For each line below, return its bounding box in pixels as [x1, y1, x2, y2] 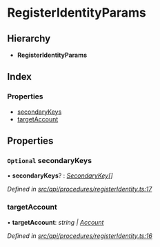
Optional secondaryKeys [7, 156, 92, 165]
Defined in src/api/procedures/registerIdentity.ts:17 [7, 185, 152, 194]
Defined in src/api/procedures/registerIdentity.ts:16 [7, 231, 153, 240]
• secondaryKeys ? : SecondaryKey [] [7, 171, 113, 180]
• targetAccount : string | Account [7, 218, 104, 226]
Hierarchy [7, 33, 51, 44]
